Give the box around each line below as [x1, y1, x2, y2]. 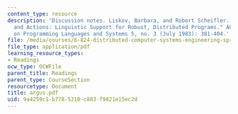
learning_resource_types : [7, 50, 84, 57]
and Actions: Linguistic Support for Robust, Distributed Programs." [13, 23, 223, 30]
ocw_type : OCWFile [7, 63, 62, 70]
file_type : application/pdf [7, 43, 91, 50]
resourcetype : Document [7, 83, 78, 90]
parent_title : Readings [7, 69, 78, 76]
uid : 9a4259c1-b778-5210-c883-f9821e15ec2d [7, 96, 138, 103]
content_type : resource [7, 10, 78, 18]
